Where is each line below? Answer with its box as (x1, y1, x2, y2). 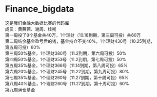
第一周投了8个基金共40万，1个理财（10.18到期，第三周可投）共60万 (5, 32, 141, 38)
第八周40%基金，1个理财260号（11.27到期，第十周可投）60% (5, 81, 129, 86)
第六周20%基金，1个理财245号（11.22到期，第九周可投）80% (5, 68, 129, 74)
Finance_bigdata (5, 3, 75, 15)
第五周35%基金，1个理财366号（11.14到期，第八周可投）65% (5, 62, 128, 68)
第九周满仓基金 (5, 86, 35, 93)
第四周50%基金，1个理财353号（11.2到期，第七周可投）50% (5, 56, 127, 62)
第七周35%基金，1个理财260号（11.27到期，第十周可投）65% (5, 74, 129, 81)
